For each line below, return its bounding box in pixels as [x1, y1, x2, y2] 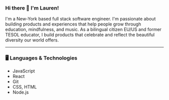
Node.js [12, 89, 29, 95]
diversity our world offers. [5, 37, 59, 43]
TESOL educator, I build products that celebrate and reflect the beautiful [5, 32, 155, 38]
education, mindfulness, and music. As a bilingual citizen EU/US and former [5, 26, 162, 32]
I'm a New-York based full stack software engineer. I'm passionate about [5, 16, 156, 22]
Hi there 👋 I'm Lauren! [5, 4, 59, 11]
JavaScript [12, 67, 35, 74]
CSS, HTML [12, 83, 37, 89]
